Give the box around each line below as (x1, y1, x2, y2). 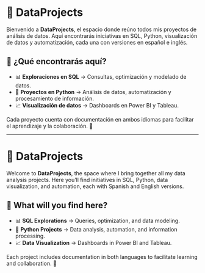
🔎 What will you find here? (6, 200, 108, 211)
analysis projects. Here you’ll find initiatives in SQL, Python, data (6, 176, 168, 183)
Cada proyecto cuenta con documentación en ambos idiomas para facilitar (6, 115, 194, 123)
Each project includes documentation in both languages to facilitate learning (6, 253, 198, 260)
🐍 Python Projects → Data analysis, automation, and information (15, 225, 178, 233)
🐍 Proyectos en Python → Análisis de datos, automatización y (15, 88, 172, 95)
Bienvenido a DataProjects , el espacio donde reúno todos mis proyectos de (6, 26, 197, 33)
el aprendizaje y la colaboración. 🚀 (6, 122, 93, 129)
